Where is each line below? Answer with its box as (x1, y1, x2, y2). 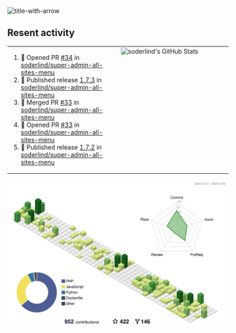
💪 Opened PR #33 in (20, 120, 80, 129)
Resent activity (7, 27, 75, 39)
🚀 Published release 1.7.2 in (20, 143, 102, 151)
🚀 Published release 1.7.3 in (20, 75, 102, 84)
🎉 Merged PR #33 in (20, 98, 79, 106)
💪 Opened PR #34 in (20, 53, 80, 61)
